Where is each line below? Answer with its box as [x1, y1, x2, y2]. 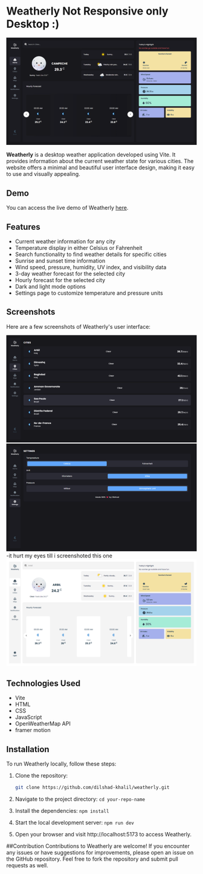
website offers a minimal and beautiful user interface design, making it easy [6, 164, 195, 171]
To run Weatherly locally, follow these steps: [6, 760, 117, 767]
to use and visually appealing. [6, 170, 80, 178]
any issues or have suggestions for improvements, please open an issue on [6, 849, 194, 856]
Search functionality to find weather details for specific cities [14, 250, 167, 258]
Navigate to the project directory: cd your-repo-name [14, 795, 146, 802]
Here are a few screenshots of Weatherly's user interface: [6, 323, 151, 330]
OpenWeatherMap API [14, 720, 71, 727]
